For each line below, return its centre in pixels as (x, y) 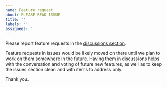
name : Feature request (29, 10)
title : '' (16, 19)
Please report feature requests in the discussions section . (66, 43)
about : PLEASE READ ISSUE (33, 15)
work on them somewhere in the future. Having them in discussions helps (82, 59)
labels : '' (17, 24)
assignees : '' (20, 29)
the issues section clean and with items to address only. (64, 70)
